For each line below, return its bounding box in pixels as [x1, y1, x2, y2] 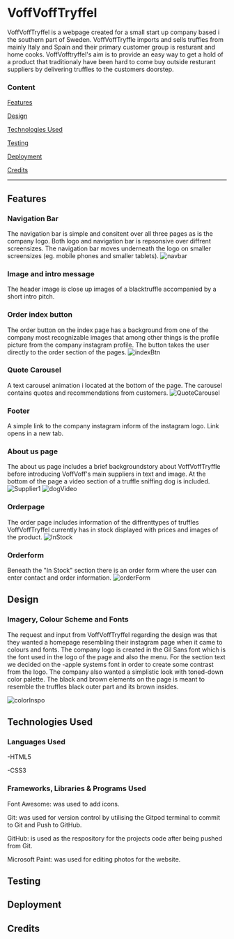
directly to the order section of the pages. [7, 347, 127, 356]
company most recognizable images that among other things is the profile [7, 333, 219, 341]
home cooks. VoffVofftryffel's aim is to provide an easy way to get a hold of [7, 50, 224, 59]
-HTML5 [7, 753, 31, 761]
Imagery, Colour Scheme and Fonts [7, 615, 129, 624]
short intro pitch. [7, 292, 55, 301]
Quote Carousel [7, 365, 61, 375]
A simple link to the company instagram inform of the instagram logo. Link [7, 422, 219, 430]
